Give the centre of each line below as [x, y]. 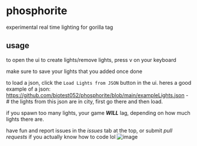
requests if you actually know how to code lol [61, 137]
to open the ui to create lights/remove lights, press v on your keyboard [91, 59]
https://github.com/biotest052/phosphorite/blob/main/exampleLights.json [95, 95]
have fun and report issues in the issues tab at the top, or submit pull [89, 130]
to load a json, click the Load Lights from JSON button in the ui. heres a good [99, 82]
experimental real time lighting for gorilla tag [60, 27]
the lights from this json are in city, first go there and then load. [87, 101]
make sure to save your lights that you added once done [74, 71]
